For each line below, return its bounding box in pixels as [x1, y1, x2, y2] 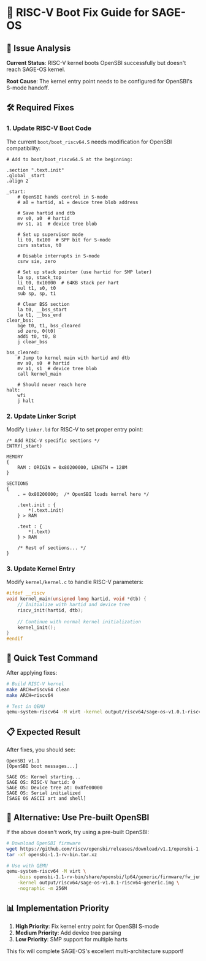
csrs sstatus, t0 [17, 242, 62, 248]
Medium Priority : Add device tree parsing [15, 929, 121, 936]
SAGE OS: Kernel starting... [6, 774, 81, 780]
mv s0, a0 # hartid [17, 215, 70, 221]
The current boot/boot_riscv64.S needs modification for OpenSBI [6, 138, 172, 145]
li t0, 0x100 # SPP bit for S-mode [17, 237, 112, 243]
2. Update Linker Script [6, 412, 77, 420]
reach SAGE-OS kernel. [6, 66, 66, 73]
